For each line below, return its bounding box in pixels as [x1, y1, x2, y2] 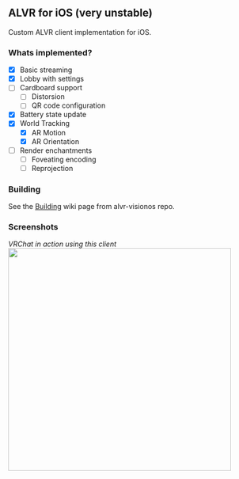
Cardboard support [19, 83, 83, 93]
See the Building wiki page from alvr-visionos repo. [8, 202, 176, 211]
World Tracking [19, 119, 70, 128]
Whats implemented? [8, 47, 93, 58]
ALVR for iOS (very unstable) [8, 6, 153, 20]
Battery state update [19, 110, 87, 120]
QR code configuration [31, 101, 106, 110]
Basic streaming [19, 65, 73, 74]
